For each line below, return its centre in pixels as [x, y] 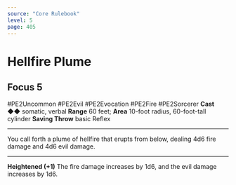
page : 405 [22, 27]
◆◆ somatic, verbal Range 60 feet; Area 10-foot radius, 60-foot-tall [107, 111]
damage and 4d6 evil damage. [51, 146]
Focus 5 [25, 87]
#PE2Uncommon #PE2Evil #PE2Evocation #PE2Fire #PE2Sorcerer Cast [111, 104]
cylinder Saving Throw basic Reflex [59, 119]
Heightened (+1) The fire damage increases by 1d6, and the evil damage [112, 167]
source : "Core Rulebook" [44, 14]
